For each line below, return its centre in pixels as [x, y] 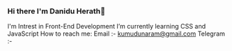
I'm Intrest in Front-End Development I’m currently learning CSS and [107, 27]
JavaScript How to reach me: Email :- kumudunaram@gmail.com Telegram [116, 34]
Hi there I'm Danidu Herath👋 [56, 11]
